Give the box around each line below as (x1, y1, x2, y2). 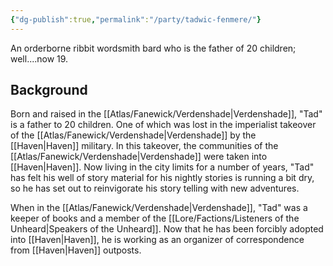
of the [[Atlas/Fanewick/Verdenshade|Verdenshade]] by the (10, 129, 257, 141)
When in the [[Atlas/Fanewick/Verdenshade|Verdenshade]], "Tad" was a (10, 202, 308, 214)
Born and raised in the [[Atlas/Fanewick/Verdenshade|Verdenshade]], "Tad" (10, 108, 323, 120)
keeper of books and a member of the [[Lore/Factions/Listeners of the (10, 212, 300, 225)
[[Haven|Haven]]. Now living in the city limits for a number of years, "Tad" (10, 161, 315, 173)
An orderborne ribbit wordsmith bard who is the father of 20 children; (10, 42, 297, 54)
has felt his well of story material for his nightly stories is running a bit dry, (10, 172, 315, 184)
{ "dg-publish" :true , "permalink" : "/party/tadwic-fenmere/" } (10, 14, 262, 25)
